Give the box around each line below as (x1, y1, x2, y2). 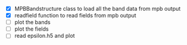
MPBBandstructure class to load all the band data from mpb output (14, 5, 181, 12)
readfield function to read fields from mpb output (14, 12, 136, 19)
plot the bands (14, 19, 51, 26)
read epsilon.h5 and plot (14, 32, 75, 40)
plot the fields (14, 25, 49, 32)
